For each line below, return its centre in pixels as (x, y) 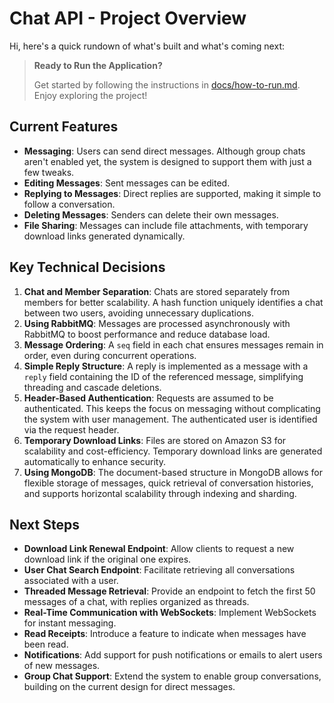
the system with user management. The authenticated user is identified (170, 419)
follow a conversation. (69, 204)
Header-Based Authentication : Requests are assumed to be (148, 398)
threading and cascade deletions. (92, 387)
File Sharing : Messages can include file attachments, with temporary (166, 225)
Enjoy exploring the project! (90, 95)
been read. (46, 644)
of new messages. (62, 666)
